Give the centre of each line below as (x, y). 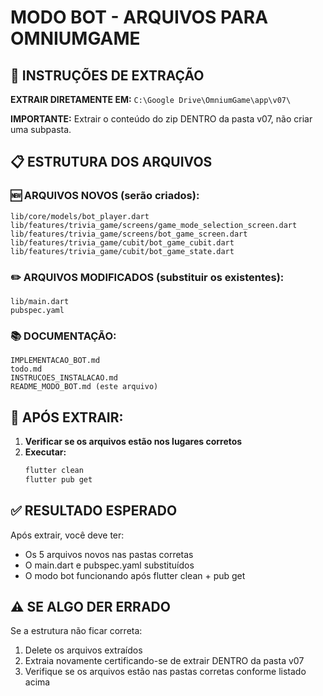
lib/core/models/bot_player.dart (80, 216)
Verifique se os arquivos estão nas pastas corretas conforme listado (165, 672)
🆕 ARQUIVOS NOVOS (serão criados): (105, 196)
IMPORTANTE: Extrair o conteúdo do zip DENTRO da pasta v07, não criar (161, 119)
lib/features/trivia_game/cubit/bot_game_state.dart (122, 251)
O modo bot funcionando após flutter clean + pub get (135, 575)
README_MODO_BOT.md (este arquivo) (84, 387)
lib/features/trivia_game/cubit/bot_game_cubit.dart (122, 242)
